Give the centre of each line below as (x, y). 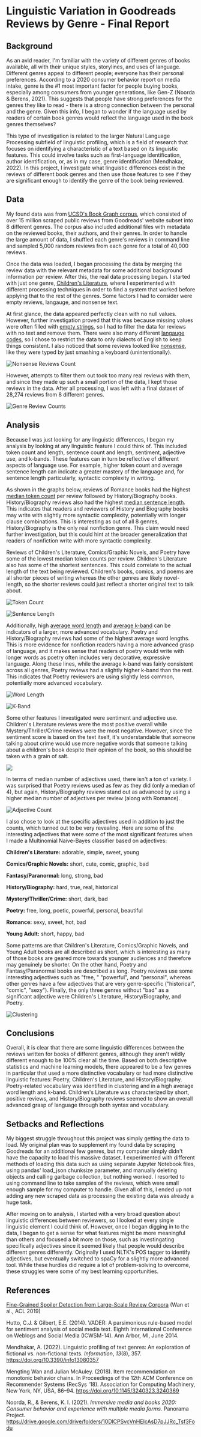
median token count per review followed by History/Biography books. (92, 496)
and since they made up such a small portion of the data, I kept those (92, 381)
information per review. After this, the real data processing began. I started (98, 276)
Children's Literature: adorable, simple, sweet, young (73, 852)
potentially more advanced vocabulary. (55, 682)
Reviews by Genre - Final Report (88, 24)
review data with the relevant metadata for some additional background (94, 270)
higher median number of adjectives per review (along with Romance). (93, 798)
